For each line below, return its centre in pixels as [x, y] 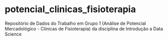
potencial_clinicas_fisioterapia [70, 9]
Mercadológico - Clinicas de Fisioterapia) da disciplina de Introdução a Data [84, 28]
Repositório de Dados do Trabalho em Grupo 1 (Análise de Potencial [75, 23]
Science [13, 34]
